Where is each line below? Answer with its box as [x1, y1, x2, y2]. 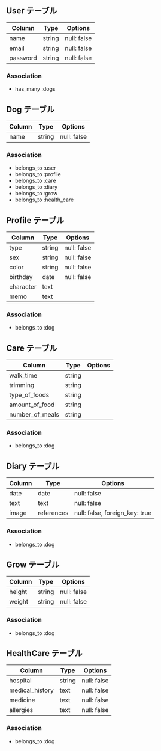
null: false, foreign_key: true [74, 509, 152, 517]
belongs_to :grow [14, 190, 58, 197]
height [9, 588, 28, 596]
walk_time [9, 372, 38, 380]
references [38, 509, 69, 517]
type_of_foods [9, 391, 50, 399]
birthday [9, 273, 33, 281]
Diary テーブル [6, 461, 60, 471]
